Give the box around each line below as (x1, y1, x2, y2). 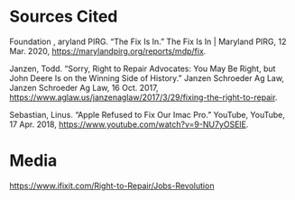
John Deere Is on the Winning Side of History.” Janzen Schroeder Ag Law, (9, 72, 284, 83)
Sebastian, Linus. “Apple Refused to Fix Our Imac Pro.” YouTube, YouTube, (9, 109, 286, 120)
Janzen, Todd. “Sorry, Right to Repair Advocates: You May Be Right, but (9, 63, 276, 74)
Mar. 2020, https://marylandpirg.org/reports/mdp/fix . (9, 45, 207, 56)
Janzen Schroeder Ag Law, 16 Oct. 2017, (9, 82, 160, 93)
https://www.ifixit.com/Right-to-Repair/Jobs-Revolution (9, 180, 215, 191)
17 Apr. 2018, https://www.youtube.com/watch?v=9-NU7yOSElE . (9, 119, 249, 130)
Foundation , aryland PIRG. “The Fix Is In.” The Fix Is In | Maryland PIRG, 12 (9, 36, 287, 47)
